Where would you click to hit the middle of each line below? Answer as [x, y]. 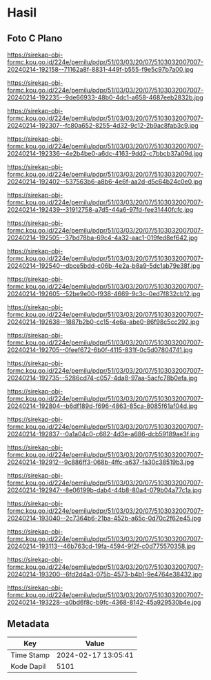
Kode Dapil [28, 666]
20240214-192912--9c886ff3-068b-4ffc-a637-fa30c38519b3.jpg [101, 462]
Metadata [28, 624]
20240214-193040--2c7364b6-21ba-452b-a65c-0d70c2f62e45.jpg [104, 518]
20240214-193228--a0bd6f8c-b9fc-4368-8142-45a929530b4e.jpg [104, 602]
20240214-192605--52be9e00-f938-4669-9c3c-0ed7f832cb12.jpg [104, 294]
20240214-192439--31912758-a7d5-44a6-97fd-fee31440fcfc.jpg [100, 210]
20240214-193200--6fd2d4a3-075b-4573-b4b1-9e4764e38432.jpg [104, 574]
